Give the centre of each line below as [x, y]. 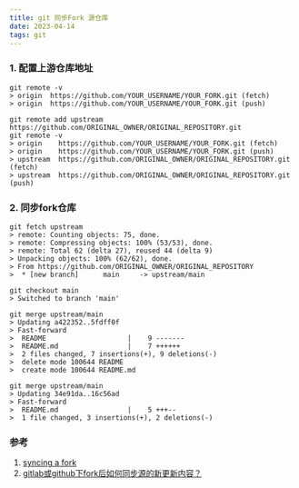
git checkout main [44, 290]
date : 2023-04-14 [42, 26]
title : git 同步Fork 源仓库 [59, 18]
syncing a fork [50, 463]
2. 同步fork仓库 [43, 207]
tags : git [28, 35]
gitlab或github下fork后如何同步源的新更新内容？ [112, 473]
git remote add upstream [56, 119]
